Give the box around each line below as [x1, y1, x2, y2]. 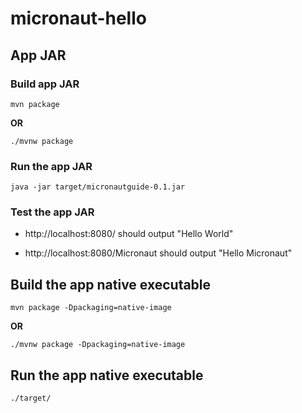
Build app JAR [10, 77, 80, 91]
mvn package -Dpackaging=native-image [10, 303, 172, 313]
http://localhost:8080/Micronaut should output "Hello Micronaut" [24, 247, 293, 259]
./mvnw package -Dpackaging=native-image [10, 340, 186, 350]
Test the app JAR [10, 205, 95, 219]
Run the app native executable [10, 367, 204, 384]
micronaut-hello [10, 7, 147, 30]
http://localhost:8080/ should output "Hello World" [24, 228, 234, 240]
